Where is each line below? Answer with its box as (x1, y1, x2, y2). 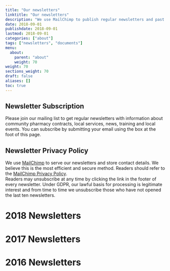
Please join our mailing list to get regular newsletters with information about (5, 115, 163, 122)
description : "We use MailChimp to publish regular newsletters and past (5, 17, 165, 22)
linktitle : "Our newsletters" (5, 12, 70, 17)
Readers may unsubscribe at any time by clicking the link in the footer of (5, 176, 157, 182)
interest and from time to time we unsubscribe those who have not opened (5, 187, 161, 193)
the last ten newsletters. (5, 192, 56, 198)
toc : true (5, 83, 26, 88)
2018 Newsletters (5, 210, 81, 222)
